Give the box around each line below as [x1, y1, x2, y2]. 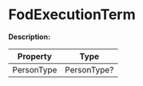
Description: [8, 32, 50, 41]
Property [17, 50, 52, 61]
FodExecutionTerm [8, 6, 136, 24]
